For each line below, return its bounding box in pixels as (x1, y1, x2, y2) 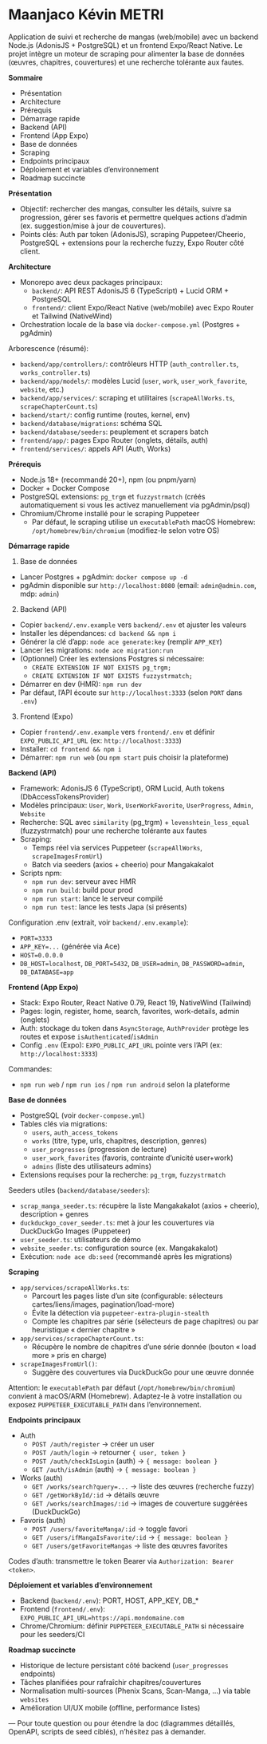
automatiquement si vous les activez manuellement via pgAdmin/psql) (19, 500, 250, 510)
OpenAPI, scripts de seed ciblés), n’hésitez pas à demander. (8, 1726, 206, 1736)
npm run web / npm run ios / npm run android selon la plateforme (19, 1079, 230, 1089)
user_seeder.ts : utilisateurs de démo (19, 1234, 141, 1244)
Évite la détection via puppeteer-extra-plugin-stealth (31, 1308, 210, 1317)
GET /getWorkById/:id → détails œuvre (31, 1490, 159, 1499)
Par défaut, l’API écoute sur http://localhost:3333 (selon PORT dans (19, 688, 243, 697)
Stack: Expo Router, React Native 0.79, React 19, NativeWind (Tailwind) (19, 997, 252, 1007)
